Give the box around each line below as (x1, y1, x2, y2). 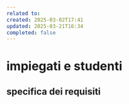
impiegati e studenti (6, 59, 123, 74)
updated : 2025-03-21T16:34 (6, 23, 84, 29)
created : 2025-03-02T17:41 (6, 16, 84, 23)
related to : (6, 10, 40, 17)
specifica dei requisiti (6, 86, 101, 97)
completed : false (6, 29, 56, 36)
